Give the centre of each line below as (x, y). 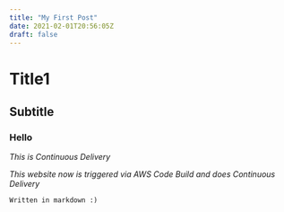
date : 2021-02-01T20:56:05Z (62, 26)
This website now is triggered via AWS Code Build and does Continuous (142, 174)
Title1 (30, 79)
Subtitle (32, 112)
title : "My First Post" (54, 18)
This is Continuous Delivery (60, 157)
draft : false (34, 34)
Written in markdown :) (54, 200)
